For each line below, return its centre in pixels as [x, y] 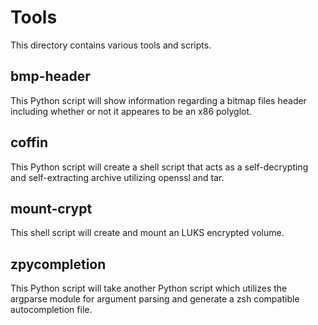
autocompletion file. [51, 310]
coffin [29, 142]
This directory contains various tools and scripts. [111, 45]
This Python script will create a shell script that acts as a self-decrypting [159, 167]
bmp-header [50, 76]
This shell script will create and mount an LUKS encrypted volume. [147, 233]
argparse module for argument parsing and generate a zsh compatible [155, 299]
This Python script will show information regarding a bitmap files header [158, 100]
